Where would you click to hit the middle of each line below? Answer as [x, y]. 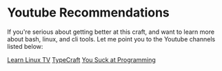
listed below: [25, 46]
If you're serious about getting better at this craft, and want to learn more [111, 32]
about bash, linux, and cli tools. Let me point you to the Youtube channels [111, 39]
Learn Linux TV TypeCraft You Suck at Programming [82, 59]
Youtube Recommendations [89, 13]
